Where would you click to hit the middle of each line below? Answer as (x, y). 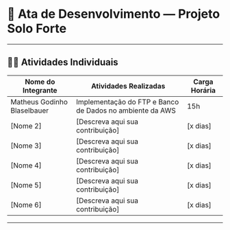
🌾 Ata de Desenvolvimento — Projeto (114, 14)
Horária (203, 90)
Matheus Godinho (39, 102)
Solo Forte (37, 28)
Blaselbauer (30, 111)
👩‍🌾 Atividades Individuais (63, 62)
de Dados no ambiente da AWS (126, 111)
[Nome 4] (26, 165)
